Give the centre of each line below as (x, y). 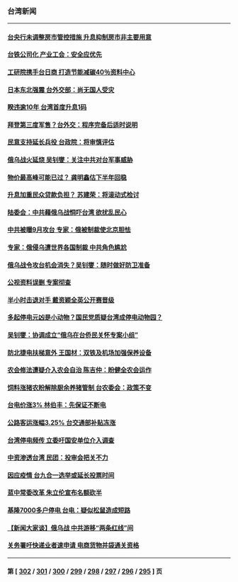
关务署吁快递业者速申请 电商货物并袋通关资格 (73, 545)
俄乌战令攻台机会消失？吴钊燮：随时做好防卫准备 (79, 265)
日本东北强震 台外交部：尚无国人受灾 (61, 89)
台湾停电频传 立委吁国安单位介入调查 (61, 440)
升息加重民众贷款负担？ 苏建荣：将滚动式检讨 (73, 195)
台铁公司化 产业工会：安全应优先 (55, 55)
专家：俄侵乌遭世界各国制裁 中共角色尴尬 (67, 247)
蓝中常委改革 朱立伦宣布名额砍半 (55, 493)
